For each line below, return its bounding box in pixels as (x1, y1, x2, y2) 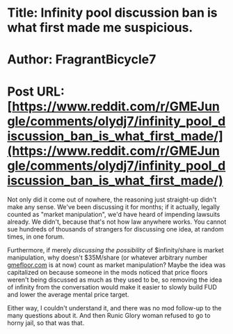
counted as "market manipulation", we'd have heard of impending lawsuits (7, 211, 220, 219)
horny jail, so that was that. (7, 319, 85, 327)
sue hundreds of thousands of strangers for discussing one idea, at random (7, 225, 224, 234)
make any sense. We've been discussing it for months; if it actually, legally (7, 203, 220, 211)
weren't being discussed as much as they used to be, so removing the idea (7, 275, 223, 284)
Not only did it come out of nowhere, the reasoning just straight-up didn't (7, 195, 217, 204)
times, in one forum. (7, 232, 65, 241)
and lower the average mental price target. (7, 291, 129, 299)
